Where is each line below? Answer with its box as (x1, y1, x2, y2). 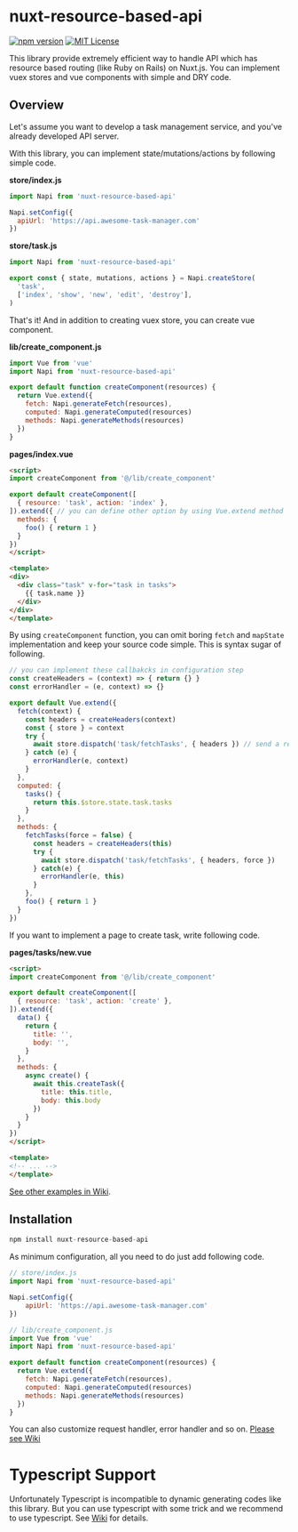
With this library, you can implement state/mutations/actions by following (9, 148, 276, 158)
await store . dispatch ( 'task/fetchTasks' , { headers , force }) (41, 856, 276, 865)
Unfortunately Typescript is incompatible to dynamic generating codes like (9, 1494, 282, 1504)
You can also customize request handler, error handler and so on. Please (9, 1423, 275, 1434)
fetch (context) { (17, 706, 82, 715)
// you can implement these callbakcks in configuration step (9, 665, 244, 675)
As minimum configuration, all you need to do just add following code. (9, 1252, 264, 1262)
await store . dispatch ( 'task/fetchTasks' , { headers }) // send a (32, 740, 279, 749)
